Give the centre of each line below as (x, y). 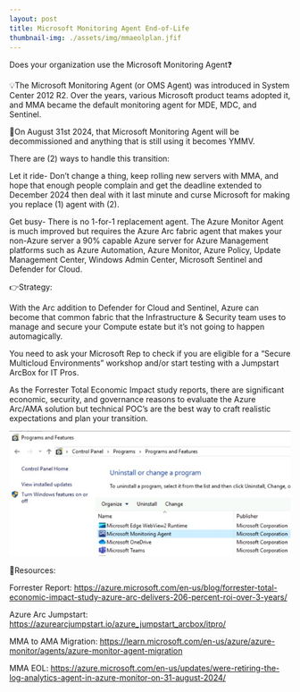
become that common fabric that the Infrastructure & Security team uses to (148, 317)
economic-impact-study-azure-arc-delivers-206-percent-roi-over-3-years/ (148, 597)
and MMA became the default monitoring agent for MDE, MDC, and (133, 105)
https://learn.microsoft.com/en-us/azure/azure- (187, 641)
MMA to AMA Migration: (54, 641)
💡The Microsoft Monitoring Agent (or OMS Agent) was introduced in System (150, 86)
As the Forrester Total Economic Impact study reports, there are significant (147, 390)
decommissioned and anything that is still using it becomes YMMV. (133, 141)
